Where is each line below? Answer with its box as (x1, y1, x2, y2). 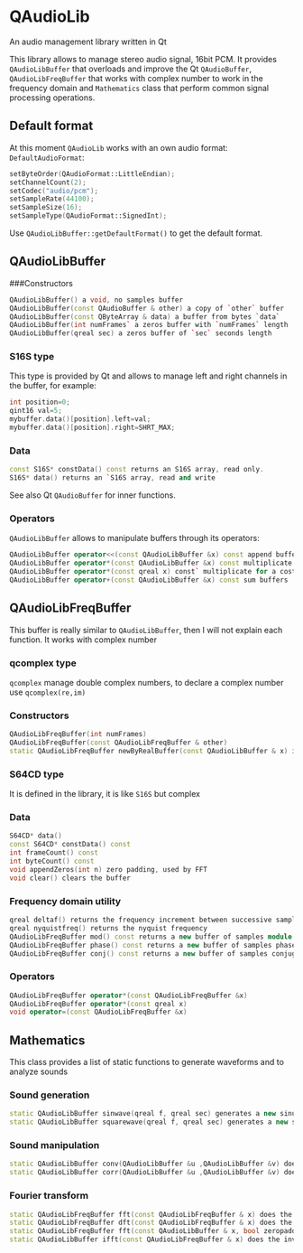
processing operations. (9, 92, 96, 103)
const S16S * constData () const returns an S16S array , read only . (9, 465, 264, 474)
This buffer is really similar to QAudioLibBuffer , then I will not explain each (9, 624, 283, 635)
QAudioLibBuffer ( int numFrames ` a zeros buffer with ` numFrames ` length (9, 321, 289, 330)
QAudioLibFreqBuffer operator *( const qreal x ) (9, 999, 188, 1008)
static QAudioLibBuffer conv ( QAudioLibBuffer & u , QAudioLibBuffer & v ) (9, 1159, 280, 1169)
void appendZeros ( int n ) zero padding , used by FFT (9, 865, 207, 874)
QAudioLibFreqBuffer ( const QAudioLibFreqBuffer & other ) (9, 738, 228, 747)
